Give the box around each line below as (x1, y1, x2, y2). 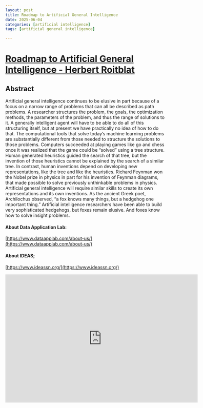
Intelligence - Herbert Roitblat (5, 64, 135, 76)
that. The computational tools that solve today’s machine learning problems (5, 131, 164, 137)
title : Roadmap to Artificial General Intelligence (5, 12, 118, 17)
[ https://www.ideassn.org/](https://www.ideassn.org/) (5, 264, 119, 270)
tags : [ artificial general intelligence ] (5, 27, 95, 32)
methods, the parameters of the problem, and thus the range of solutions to (5, 114, 165, 120)
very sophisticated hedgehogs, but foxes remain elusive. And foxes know (5, 207, 160, 213)
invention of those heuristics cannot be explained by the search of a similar (5, 158, 164, 164)
